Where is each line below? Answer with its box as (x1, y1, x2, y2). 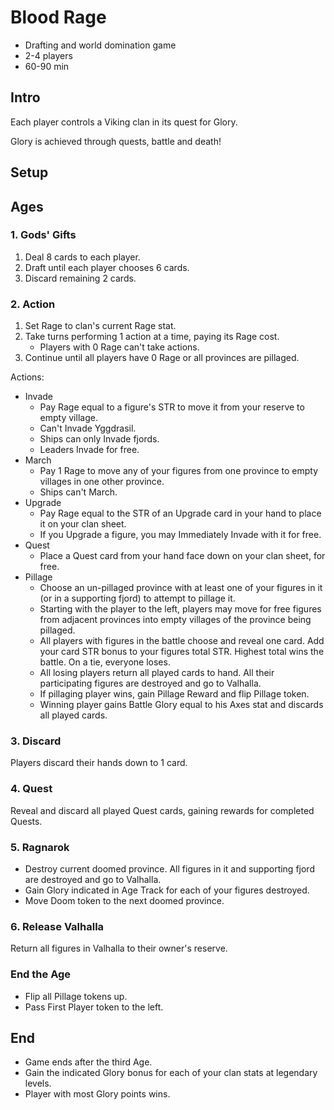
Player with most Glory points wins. (24, 1088, 171, 1100)
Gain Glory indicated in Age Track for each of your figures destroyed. (24, 884, 310, 896)
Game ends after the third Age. (24, 1056, 153, 1068)
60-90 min (24, 60, 70, 72)
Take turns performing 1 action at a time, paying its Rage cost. (24, 331, 280, 343)
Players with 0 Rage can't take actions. (39, 341, 200, 353)
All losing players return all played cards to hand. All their (39, 667, 275, 679)
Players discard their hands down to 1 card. (10, 757, 188, 769)
